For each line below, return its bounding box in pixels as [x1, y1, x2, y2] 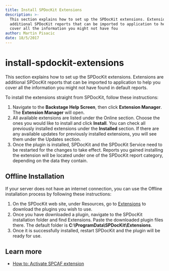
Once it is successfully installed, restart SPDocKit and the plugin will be [12, 227, 160, 233]
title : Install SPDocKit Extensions [5, 7, 82, 13]
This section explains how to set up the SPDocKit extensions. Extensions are [5, 74, 164, 80]
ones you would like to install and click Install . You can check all [12, 120, 146, 126]
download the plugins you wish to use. [12, 206, 93, 212]
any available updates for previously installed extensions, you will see [12, 130, 157, 137]
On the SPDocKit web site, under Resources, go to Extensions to [12, 200, 146, 207]
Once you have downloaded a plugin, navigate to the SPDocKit [12, 211, 143, 217]
